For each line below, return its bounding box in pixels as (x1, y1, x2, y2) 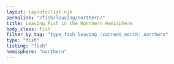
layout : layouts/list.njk (6, 9, 72, 15)
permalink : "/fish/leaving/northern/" (6, 15, 105, 21)
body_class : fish (6, 26, 51, 32)
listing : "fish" (6, 43, 48, 49)
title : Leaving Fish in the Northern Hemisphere (6, 20, 133, 26)
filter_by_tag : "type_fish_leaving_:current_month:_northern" (6, 32, 168, 38)
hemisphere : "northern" (6, 49, 67, 55)
